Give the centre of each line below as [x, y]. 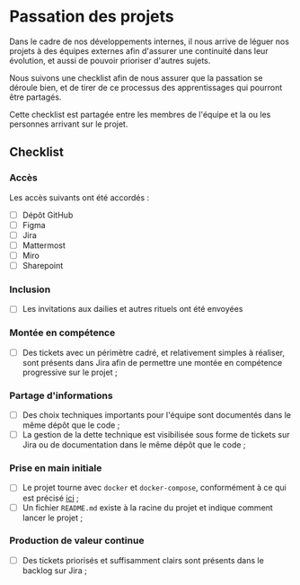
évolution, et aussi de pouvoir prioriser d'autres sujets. [110, 60]
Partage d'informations [62, 395]
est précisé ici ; [50, 498]
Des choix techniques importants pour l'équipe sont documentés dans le [157, 415]
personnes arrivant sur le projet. [69, 124]
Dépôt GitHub [48, 215]
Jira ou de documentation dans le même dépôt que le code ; [134, 445]
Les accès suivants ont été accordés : [79, 197]
